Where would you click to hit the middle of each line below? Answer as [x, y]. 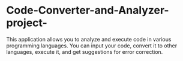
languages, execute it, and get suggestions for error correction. [85, 52]
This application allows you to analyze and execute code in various [89, 39]
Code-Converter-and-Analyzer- [88, 10]
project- [27, 23]
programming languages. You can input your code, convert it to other [92, 46]
